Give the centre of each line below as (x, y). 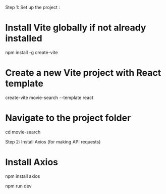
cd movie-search (23, 132)
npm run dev (18, 186)
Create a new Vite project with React (83, 73)
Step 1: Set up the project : (33, 7)
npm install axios (23, 176)
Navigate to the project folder (68, 118)
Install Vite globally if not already (76, 28)
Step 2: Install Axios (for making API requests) (53, 141)
